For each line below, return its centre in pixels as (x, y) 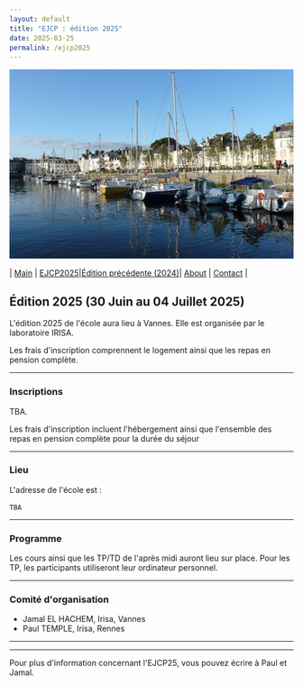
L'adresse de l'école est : (55, 489)
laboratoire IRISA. (41, 333)
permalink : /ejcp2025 (50, 48)
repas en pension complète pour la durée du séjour (105, 438)
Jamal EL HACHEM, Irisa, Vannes (84, 619)
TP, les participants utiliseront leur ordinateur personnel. (114, 568)
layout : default (40, 19)
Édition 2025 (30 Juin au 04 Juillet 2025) (127, 301)
